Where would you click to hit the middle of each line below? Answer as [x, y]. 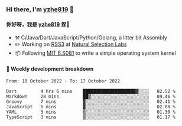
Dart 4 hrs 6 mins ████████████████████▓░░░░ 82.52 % [91, 92]
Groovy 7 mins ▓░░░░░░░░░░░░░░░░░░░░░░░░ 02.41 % [91, 102]
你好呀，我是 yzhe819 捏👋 [38, 24]
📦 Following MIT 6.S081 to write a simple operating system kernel [95, 53]
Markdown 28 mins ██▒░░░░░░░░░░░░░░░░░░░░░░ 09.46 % [91, 97]
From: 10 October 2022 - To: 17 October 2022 [63, 81]
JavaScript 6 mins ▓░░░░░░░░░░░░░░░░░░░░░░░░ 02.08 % [91, 107]
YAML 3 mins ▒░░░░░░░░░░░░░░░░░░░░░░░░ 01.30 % [91, 112]
